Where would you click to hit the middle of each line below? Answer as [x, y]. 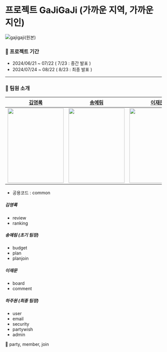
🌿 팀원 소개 [17, 89]
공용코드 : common [31, 193]
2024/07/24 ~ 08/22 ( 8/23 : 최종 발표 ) [52, 70]
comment [22, 289]
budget [20, 248]
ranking [20, 223]
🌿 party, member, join [27, 345]
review [19, 218]
